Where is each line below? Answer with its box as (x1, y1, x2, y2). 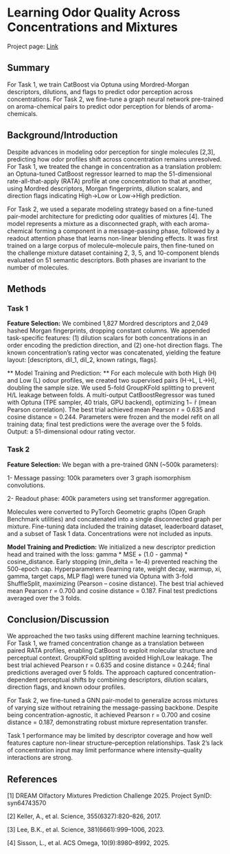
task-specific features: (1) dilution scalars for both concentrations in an (7, 334, 207, 342)
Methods (7, 283, 47, 295)
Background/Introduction (7, 129, 118, 142)
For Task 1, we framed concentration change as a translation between (7, 639, 205, 647)
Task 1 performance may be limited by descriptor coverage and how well (7, 732, 213, 740)
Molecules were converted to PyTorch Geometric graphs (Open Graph (7, 507, 206, 516)
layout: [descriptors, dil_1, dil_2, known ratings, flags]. (7, 356, 158, 364)
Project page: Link (7, 42, 58, 50)
